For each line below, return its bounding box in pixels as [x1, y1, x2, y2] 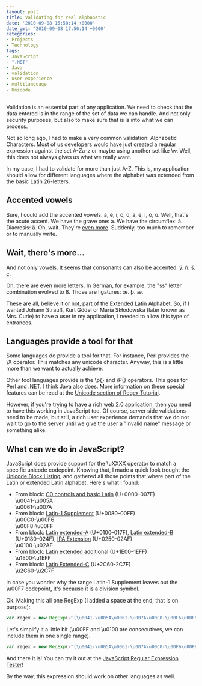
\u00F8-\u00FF [14, 523, 54, 530]
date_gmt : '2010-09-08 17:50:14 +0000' [6, 25, 106, 32]
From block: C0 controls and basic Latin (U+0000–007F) [14, 491, 155, 498]
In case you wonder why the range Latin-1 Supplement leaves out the [6, 579, 178, 586]
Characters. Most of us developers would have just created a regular [6, 141, 176, 148]
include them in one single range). [6, 632, 91, 639]
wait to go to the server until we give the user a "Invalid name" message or [6, 420, 191, 427]
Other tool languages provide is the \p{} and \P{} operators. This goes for [6, 377, 188, 384]
